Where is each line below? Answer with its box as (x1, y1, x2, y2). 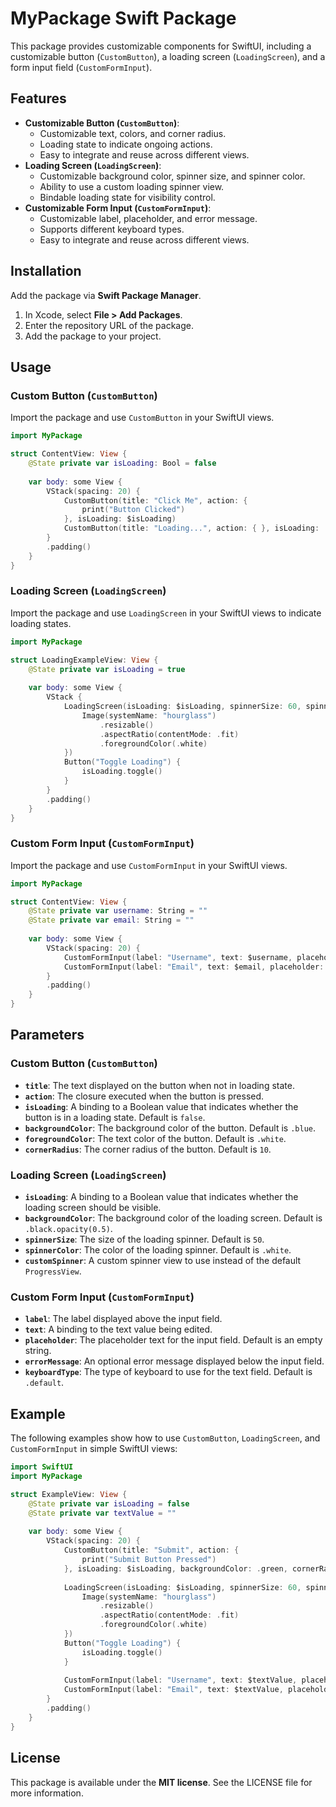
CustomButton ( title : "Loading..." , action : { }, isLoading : (63, 523, 320, 534)
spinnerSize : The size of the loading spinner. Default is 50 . (24, 1233, 265, 1246)
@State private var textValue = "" (28, 1508, 177, 1518)
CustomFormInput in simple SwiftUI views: (10, 1443, 178, 1455)
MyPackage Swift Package (10, 7, 237, 30)
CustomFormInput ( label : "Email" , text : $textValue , (63, 1685, 284, 1695)
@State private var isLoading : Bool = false (28, 458, 217, 468)
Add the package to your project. (24, 330, 162, 342)
